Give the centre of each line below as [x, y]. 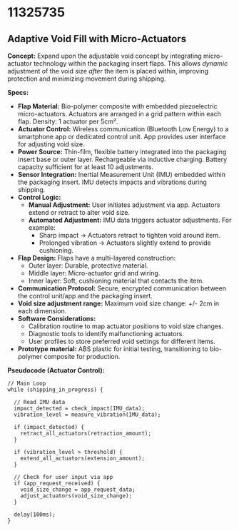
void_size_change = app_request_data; [78, 490]
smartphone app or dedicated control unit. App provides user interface [122, 137]
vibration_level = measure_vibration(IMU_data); [87, 415]
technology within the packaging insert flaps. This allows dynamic [131, 64]
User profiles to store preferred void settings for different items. [122, 341]
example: [42, 228]
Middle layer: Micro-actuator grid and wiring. [94, 273]
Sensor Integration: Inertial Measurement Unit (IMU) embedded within [122, 175]
